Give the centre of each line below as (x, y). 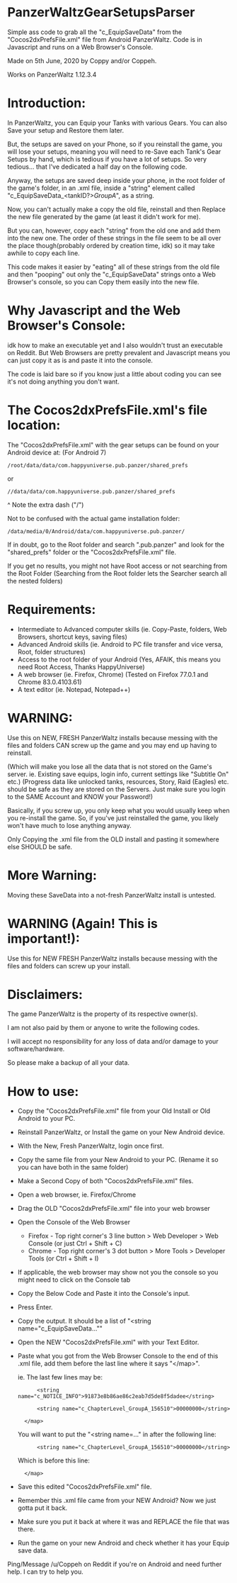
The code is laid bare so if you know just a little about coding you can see (114, 374)
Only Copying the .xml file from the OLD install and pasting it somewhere (113, 839)
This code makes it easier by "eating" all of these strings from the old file (114, 267)
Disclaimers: (45, 994)
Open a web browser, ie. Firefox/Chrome (77, 1195)
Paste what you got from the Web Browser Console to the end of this (118, 1356)
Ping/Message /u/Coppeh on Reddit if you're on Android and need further (115, 1565)
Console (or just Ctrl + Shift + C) (75, 1243)
